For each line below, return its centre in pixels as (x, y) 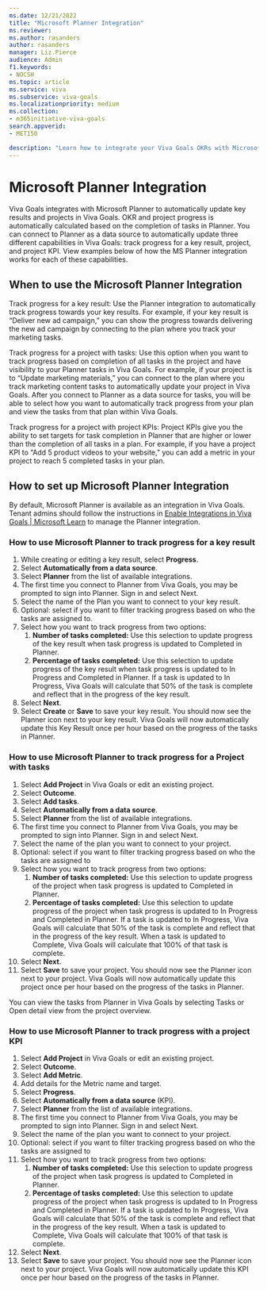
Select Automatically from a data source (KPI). (98, 1100)
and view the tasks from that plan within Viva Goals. (93, 412)
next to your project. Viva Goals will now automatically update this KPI (134, 1269)
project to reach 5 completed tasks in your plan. (87, 461)
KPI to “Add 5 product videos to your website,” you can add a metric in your (132, 452)
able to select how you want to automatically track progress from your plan (132, 403)
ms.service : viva (38, 89)
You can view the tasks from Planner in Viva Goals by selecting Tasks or (127, 1002)
